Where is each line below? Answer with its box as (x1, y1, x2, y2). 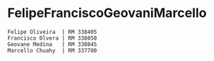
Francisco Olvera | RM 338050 (7, 34, 98, 42)
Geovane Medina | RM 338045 (7, 40, 98, 48)
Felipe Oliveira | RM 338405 (7, 28, 98, 35)
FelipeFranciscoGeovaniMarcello (7, 5, 207, 21)
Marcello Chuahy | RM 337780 (7, 47, 98, 54)
